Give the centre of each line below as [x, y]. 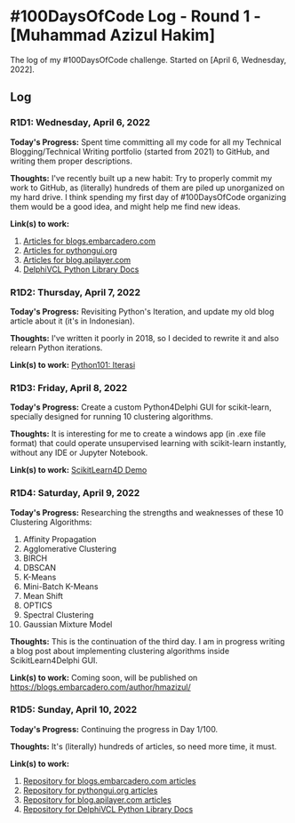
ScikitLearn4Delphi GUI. [54, 660]
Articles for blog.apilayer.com [77, 260]
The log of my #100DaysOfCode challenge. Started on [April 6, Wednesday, [148, 60]
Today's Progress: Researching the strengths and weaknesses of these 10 [147, 512]
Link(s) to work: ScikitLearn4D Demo [79, 470]
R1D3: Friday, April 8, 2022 [69, 388]
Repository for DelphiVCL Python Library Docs [108, 809]
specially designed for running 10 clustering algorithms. [112, 417]
